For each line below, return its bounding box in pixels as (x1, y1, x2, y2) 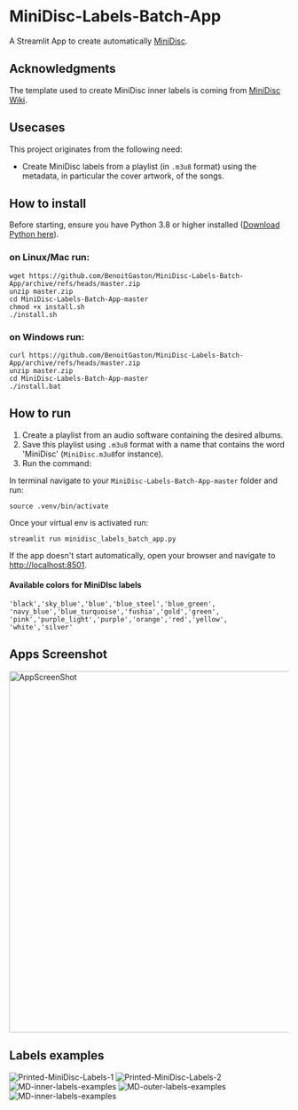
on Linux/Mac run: (9, 251, 90, 264)
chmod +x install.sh (9, 302, 86, 312)
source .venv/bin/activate (9, 502, 109, 511)
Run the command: (21, 457, 91, 468)
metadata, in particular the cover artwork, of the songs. (21, 170, 224, 181)
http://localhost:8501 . (9, 559, 87, 570)
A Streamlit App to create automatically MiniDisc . (9, 36, 188, 46)
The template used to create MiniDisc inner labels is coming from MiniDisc (9, 84, 281, 95)
